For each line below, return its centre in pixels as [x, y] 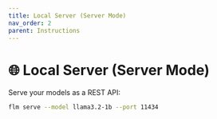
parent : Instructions [44, 30]
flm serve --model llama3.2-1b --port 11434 [83, 107]
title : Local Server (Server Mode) [67, 16]
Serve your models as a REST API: [65, 93]
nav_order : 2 [30, 23]
